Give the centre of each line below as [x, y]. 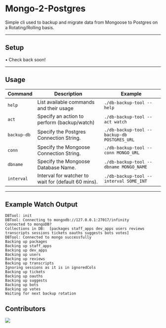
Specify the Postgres [62, 131]
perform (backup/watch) [66, 123]
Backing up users [23, 255]
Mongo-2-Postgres [45, 9]
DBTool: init [19, 216]
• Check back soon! [25, 59]
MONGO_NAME [134, 167]
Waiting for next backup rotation [41, 294]
